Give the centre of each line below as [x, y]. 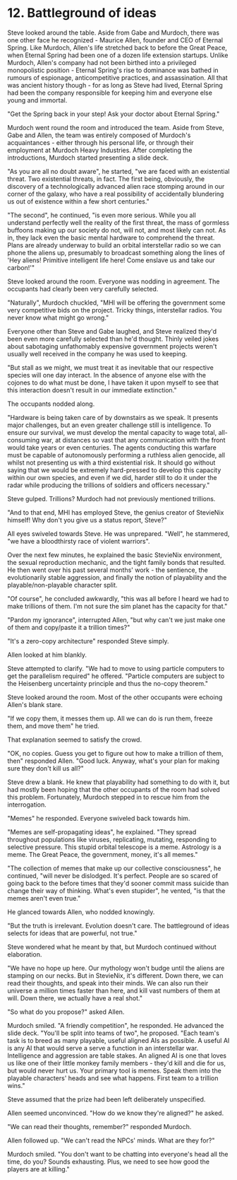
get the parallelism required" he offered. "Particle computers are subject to [116, 676]
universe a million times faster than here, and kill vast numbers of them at [114, 991]
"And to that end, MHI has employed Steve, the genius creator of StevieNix [116, 512]
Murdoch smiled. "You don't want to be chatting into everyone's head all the [118, 1154]
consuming [24, 440]
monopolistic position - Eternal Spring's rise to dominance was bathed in [113, 70]
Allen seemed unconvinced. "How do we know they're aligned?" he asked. [116, 1113]
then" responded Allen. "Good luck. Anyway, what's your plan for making [114, 761]
